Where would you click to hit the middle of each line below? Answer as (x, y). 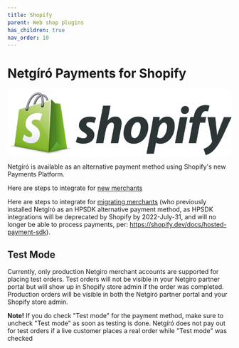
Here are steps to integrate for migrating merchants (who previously (107, 202)
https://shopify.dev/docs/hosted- (178, 225)
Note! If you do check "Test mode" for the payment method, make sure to (116, 316)
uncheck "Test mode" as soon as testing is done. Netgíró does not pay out (116, 323)
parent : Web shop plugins (46, 22)
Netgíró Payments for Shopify (97, 74)
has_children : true (36, 30)
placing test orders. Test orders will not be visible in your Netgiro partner (114, 279)
